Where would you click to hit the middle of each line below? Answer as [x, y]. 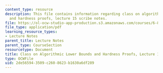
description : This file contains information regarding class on [72, 14]
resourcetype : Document [29, 49]
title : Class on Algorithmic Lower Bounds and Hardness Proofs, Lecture [80, 54]
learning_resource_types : [31, 32]
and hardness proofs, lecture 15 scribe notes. [58, 18]
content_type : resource [29, 9]
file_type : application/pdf [33, 27]
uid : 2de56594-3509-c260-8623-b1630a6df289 [50, 63]
